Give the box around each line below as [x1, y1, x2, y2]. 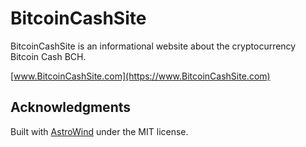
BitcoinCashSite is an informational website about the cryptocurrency [10, 40, 297, 52]
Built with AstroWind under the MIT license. [10, 125, 189, 137]
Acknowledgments [10, 99, 132, 116]
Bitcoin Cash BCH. [10, 50, 87, 62]
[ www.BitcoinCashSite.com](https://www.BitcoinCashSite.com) [10, 70, 271, 82]
